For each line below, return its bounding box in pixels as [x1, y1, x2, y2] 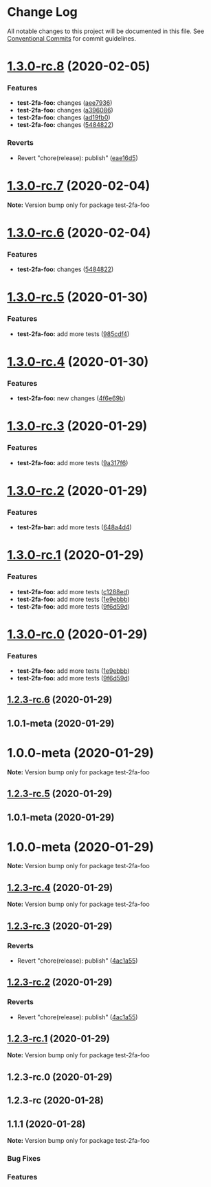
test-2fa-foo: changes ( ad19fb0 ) [16, 113, 111, 121]
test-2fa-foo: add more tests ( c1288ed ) [16, 587, 130, 596]
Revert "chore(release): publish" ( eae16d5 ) [16, 153, 139, 162]
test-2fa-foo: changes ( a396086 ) [16, 106, 113, 115]
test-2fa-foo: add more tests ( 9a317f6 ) [16, 458, 129, 467]
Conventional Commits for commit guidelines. [7, 34, 136, 42]
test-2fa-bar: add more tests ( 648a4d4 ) [16, 523, 132, 531]
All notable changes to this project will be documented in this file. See [7, 27, 205, 35]
